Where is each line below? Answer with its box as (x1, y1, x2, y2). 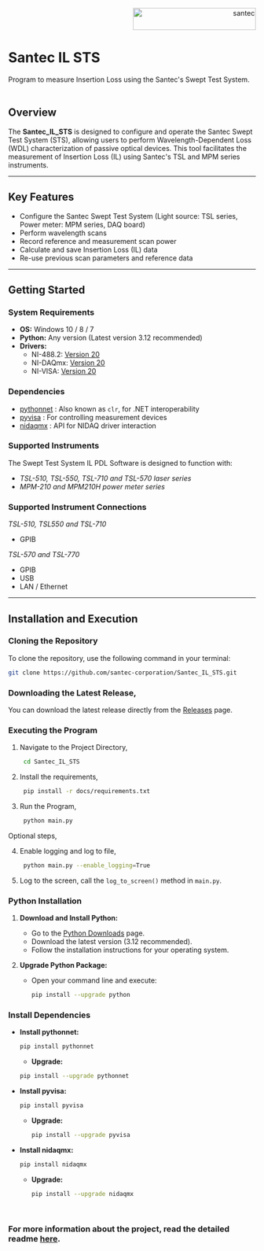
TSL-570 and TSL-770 (8, 550, 80, 559)
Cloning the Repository (8, 636, 98, 647)
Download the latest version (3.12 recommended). (31, 937, 192, 947)
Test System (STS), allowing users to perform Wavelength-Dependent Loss (8, 135, 251, 145)
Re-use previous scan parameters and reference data (19, 253, 193, 263)
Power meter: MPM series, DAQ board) (19, 220, 145, 229)
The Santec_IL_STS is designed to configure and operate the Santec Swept (8, 127, 253, 136)
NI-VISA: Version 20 (31, 367, 97, 376)
